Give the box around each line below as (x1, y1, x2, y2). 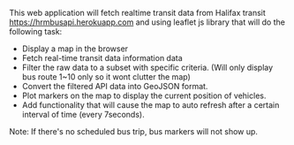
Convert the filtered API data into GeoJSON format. (21, 81, 208, 91)
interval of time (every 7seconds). (21, 110, 145, 119)
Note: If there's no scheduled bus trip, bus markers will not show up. (9, 126, 259, 136)
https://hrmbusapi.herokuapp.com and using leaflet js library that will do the (9, 17, 285, 27)
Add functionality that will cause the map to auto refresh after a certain (21, 100, 280, 110)
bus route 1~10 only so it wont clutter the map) (21, 72, 192, 82)
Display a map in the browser (21, 43, 129, 54)
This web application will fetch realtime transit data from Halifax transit (9, 8, 267, 18)
